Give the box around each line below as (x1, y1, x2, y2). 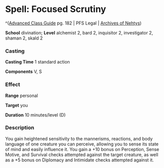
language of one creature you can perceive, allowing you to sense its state (5, 141, 159, 147)
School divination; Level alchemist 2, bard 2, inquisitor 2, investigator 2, (5, 29, 153, 35)
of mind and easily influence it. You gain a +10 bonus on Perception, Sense (5, 146, 159, 152)
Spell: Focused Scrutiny (5, 3, 106, 15)
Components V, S (5, 68, 42, 74)
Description (5, 124, 34, 131)
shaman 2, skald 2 (5, 35, 43, 41)
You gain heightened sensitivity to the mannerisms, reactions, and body (5, 135, 153, 141)
